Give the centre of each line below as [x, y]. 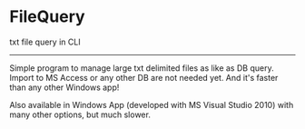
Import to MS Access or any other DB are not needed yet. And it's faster [144, 77]
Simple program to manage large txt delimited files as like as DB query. [142, 68]
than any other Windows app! [64, 87]
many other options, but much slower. [80, 114]
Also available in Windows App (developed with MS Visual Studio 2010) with [152, 104]
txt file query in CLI [45, 42]
